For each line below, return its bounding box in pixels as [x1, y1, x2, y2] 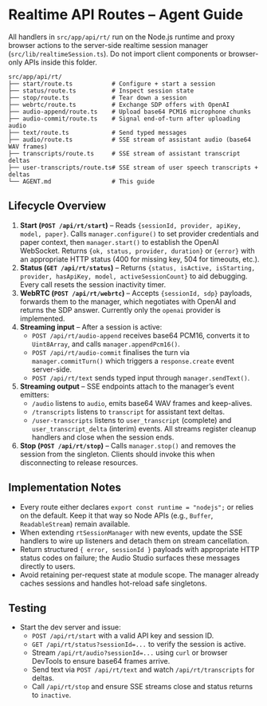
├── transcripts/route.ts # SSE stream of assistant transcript [8, 149, 241, 157]
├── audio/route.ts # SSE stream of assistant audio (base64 [8, 136, 251, 144]
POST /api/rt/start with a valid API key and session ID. [31, 631, 214, 641]
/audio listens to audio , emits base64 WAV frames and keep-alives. [31, 398, 253, 408]
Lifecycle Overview [8, 199, 106, 213]
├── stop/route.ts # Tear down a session [8, 93, 187, 101]
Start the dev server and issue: [19, 622, 121, 632]
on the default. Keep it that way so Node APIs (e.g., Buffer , [19, 511, 214, 520]
